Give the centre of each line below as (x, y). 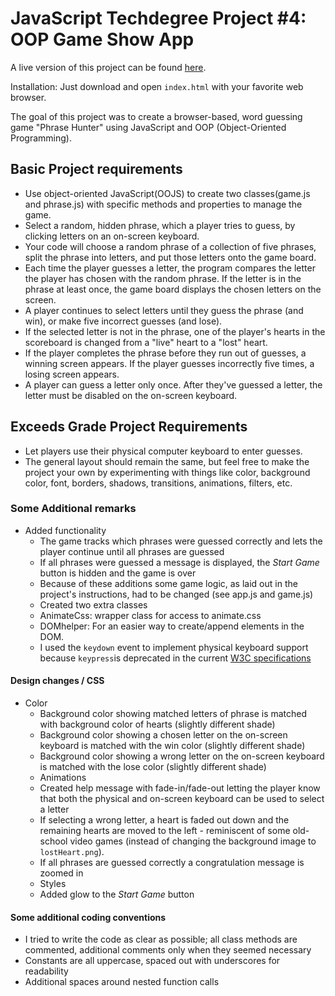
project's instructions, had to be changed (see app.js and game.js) (176, 594)
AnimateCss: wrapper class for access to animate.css (150, 615)
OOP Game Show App (102, 39)
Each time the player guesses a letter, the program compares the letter (170, 268)
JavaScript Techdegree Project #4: (158, 18)
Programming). (41, 138)
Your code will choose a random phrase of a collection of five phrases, (170, 246)
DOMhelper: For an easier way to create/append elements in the (172, 626)
